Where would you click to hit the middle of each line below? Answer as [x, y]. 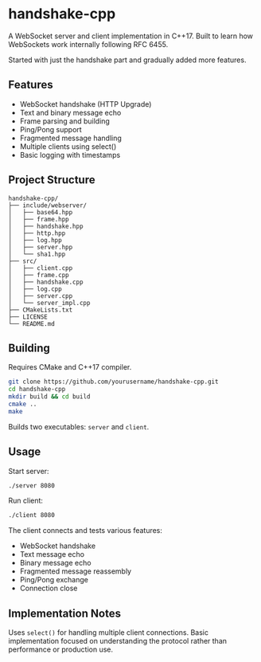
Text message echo [52, 554]
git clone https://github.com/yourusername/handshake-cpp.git [113, 382]
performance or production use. [61, 649]
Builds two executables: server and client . [79, 426]
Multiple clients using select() [68, 146]
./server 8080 [32, 486]
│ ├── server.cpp [41, 296]
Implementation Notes [65, 613]
